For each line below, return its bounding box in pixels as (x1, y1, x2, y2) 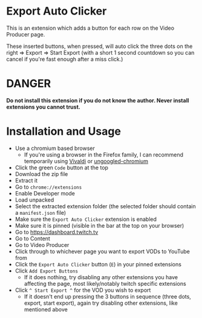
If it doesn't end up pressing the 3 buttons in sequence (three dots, (24, 293, 192, 300)
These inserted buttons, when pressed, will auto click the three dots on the (6, 42, 193, 50)
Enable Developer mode (15, 189, 76, 197)
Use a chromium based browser (15, 144, 96, 152)
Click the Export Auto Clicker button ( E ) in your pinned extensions (15, 260, 181, 268)
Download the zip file (15, 170, 68, 177)
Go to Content (15, 235, 50, 242)
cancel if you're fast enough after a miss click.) (6, 55, 123, 63)
